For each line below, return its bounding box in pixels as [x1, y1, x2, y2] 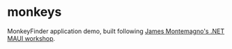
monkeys [7, 4, 62, 20]
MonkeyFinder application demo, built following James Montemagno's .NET [7, 27, 225, 35]
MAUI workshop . [7, 34, 56, 42]
